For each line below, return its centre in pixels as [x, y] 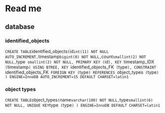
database [20, 27]
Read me [23, 9]
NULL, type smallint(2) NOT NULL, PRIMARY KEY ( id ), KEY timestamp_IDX [80, 61]
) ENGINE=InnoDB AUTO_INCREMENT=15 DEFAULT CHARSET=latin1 [67, 77]
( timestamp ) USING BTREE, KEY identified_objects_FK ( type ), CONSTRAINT [81, 67]
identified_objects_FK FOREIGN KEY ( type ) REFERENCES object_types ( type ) [82, 72]
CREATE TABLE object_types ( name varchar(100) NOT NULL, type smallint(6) [79, 100]
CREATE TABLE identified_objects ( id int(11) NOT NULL [57, 51]
